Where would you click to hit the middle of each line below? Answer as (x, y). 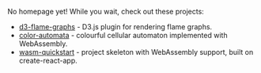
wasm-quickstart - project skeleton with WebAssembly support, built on (136, 52)
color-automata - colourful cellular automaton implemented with (123, 35)
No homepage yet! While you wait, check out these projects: (106, 12)
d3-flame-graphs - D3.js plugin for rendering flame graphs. (115, 27)
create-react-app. (48, 60)
